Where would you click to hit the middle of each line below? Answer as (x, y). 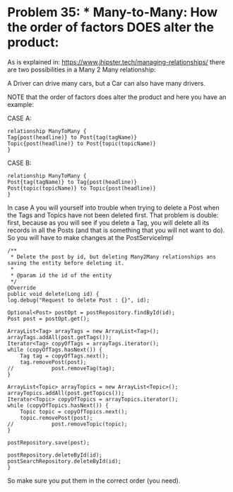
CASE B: (19, 163)
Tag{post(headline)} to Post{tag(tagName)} (72, 137)
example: (20, 104)
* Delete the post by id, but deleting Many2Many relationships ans (113, 257)
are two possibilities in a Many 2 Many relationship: (82, 69)
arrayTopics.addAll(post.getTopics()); (66, 393)
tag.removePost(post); (53, 362)
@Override (22, 287)
